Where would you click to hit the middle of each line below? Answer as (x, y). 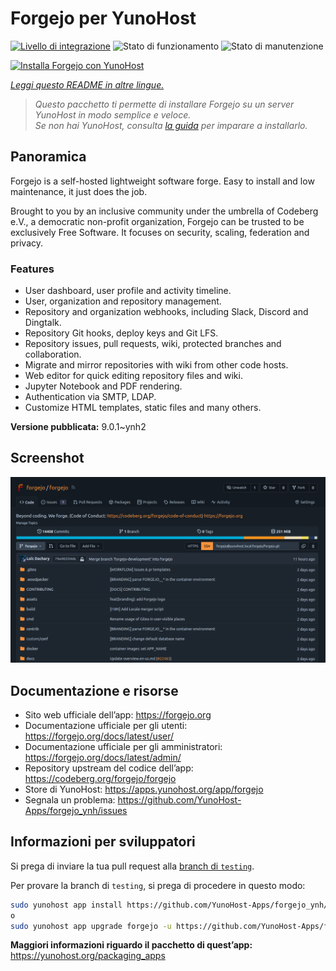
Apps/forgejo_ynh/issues (76, 810)
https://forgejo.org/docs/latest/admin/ (103, 757)
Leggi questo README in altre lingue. (87, 84)
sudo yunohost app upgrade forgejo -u (91, 926)
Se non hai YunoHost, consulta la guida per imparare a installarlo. (171, 125)
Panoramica (48, 157)
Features (32, 269)
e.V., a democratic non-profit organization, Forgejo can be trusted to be (157, 221)
